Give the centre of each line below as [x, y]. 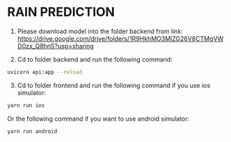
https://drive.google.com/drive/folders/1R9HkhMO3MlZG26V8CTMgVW [120, 38]
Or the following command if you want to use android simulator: [98, 118]
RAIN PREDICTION [61, 12]
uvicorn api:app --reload [45, 72]
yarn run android [32, 131]
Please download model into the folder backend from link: [100, 31]
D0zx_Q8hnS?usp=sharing [55, 46]
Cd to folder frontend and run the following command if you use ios [114, 85]
